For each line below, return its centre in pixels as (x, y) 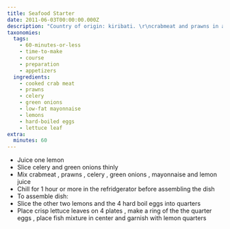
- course (32, 58)
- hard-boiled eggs (47, 121)
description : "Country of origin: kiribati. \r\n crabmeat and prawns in (113, 26)
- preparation (39, 64)
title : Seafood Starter (41, 13)
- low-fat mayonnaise (50, 109)
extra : (16, 134)
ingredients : (32, 77)
